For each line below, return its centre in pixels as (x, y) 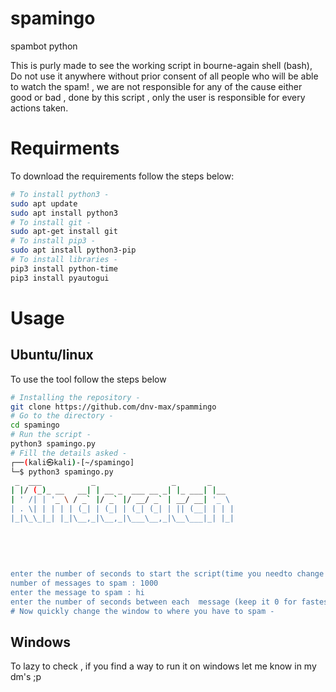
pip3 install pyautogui (60, 278)
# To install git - (51, 222)
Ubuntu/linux (52, 355)
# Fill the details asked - (69, 453)
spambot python (44, 46)
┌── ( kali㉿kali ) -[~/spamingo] (72, 462)
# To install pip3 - (53, 241)
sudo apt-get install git (64, 232)
